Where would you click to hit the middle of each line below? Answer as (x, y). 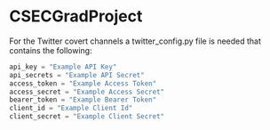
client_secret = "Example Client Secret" (87, 117)
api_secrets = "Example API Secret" (77, 75)
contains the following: (51, 50)
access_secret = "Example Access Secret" (87, 92)
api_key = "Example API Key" (63, 67)
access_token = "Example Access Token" (83, 83)
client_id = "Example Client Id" (71, 109)
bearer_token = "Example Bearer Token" (83, 100)
